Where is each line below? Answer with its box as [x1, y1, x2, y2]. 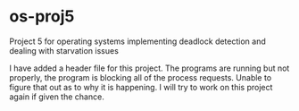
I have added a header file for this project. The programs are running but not [9, 63, 290, 73]
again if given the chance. [9, 91, 104, 102]
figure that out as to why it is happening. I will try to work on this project [9, 81, 273, 92]
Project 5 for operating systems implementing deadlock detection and [9, 36, 266, 47]
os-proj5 [9, 6, 75, 27]
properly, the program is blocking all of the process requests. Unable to [9, 72, 272, 82]
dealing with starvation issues [9, 45, 119, 55]
